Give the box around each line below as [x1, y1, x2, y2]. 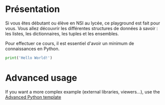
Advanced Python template [5, 94, 61, 100]
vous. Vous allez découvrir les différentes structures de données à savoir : [5, 25, 158, 31]
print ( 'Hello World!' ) [5, 55, 52, 60]
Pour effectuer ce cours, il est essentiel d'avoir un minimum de [5, 40, 134, 46]
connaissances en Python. [5, 45, 60, 51]
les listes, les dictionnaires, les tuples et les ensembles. [5, 30, 119, 36]
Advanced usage [5, 72, 77, 83]
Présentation [5, 3, 60, 15]
